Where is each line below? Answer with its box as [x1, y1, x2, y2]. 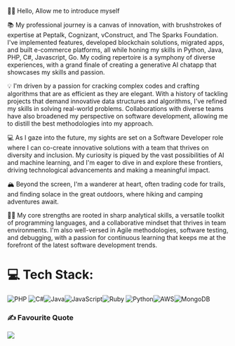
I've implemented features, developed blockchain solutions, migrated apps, [7, 39, 224, 46]
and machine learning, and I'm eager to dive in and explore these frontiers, [7, 159, 223, 166]
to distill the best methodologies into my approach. [7, 119, 154, 128]
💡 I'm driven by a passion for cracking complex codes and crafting [7, 81, 200, 90]
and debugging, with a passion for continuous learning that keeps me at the [7, 234, 227, 241]
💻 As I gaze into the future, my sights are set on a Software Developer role [7, 133, 224, 142]
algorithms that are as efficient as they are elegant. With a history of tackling [7, 90, 228, 98]
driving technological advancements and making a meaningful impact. [7, 166, 210, 174]
